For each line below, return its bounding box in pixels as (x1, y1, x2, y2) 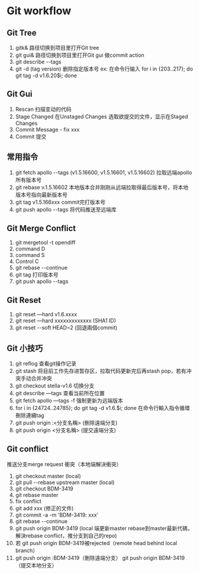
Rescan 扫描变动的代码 (15, 105, 72, 113)
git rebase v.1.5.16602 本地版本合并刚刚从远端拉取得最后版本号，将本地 (15, 184, 189, 191)
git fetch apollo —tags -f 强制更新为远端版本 (15, 397, 123, 404)
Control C (15, 258, 39, 265)
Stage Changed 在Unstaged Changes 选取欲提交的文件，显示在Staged (15, 113, 188, 120)
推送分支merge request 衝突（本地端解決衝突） (7, 460, 122, 467)
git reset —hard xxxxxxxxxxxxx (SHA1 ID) (15, 317, 116, 324)
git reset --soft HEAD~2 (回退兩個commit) (15, 324, 118, 331)
